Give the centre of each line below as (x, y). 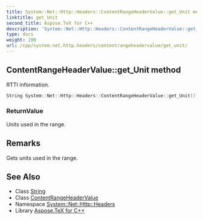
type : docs (20, 34)
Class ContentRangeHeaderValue (56, 198)
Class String (30, 192)
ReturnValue (25, 111)
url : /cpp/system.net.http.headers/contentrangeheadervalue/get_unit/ (97, 46)
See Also (23, 177)
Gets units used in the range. (42, 158)
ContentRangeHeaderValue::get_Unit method (94, 70)
